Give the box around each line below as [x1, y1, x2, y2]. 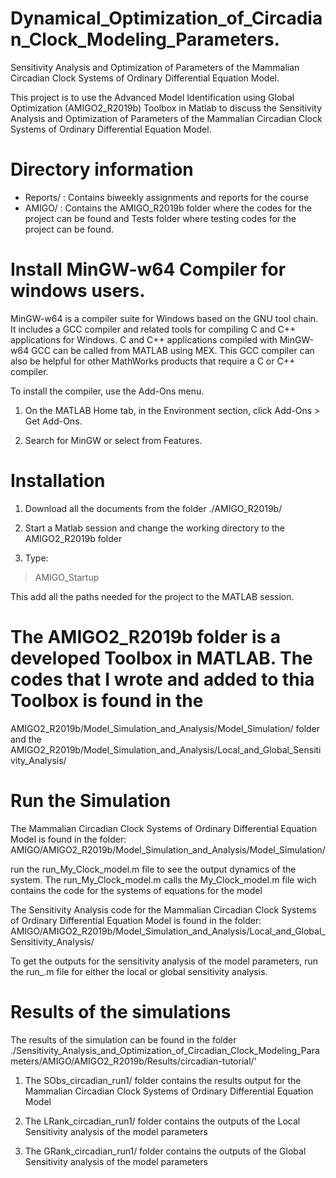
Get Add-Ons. [24, 415, 83, 427]
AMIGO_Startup [34, 571, 100, 583]
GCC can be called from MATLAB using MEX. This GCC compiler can [31, 344, 315, 356]
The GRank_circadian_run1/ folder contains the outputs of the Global [24, 1145, 307, 1157]
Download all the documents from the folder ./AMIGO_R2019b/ [24, 502, 283, 514]
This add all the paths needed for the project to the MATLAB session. [10, 590, 295, 602]
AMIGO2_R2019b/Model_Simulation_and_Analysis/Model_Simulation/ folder [10, 722, 321, 734]
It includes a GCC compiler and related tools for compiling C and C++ [10, 323, 297, 335]
